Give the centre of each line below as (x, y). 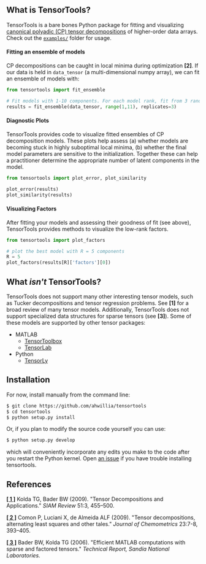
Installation (28, 380)
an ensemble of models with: (43, 79)
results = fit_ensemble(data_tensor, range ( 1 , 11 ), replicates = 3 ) (91, 107)
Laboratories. (24, 555)
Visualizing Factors (32, 209)
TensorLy (36, 360)
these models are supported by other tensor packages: (76, 322)
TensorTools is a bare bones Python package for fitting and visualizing (95, 25)
